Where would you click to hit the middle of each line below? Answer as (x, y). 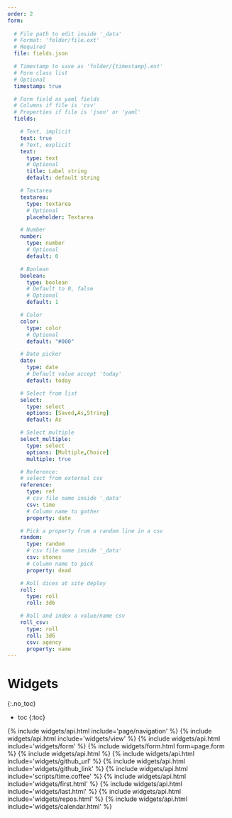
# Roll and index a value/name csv (73, 616)
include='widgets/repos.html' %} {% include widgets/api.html (98, 799)
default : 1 (42, 302)
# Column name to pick (60, 564)
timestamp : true (38, 86)
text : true (36, 138)
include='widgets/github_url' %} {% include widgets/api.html (96, 761)
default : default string (63, 178)
